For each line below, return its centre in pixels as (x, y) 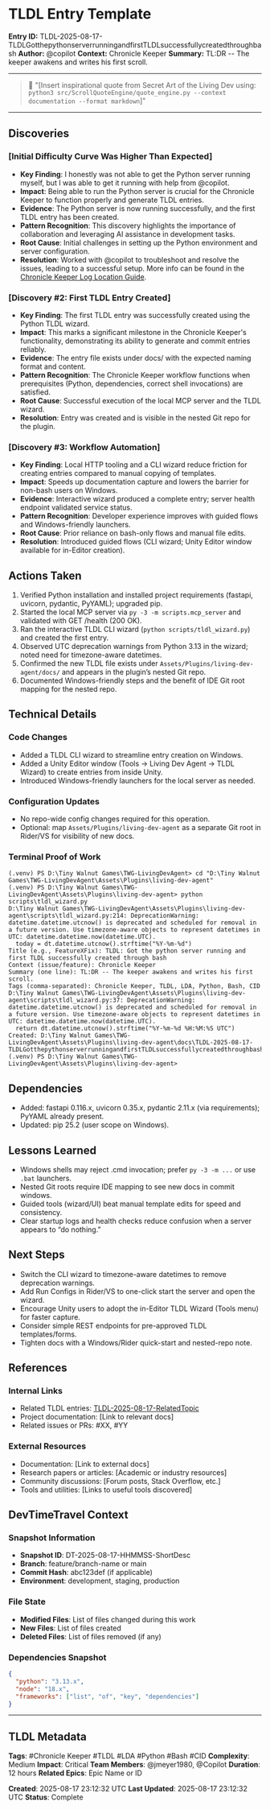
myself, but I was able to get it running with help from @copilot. (125, 183)
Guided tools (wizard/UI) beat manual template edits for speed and (130, 1204)
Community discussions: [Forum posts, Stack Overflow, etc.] (120, 1481)
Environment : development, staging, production (100, 1581)
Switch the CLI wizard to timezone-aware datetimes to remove (123, 1274)
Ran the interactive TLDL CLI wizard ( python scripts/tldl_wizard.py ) (135, 630)
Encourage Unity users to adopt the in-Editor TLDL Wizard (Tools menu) (139, 1308)
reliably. (33, 349)
